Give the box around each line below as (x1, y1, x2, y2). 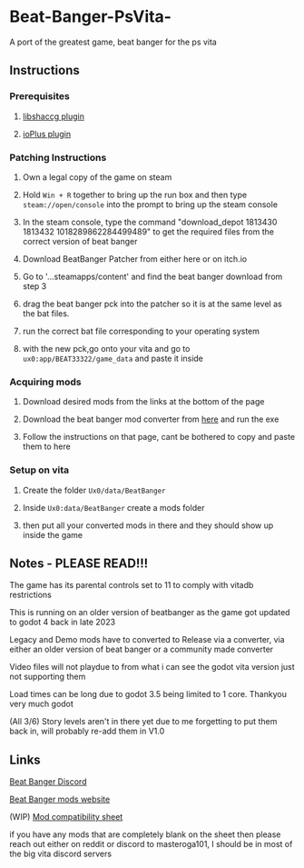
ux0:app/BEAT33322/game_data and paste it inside (22, 353, 204, 364)
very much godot (9, 698, 74, 710)
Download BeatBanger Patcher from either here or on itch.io (22, 253, 248, 264)
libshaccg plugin (22, 111, 84, 122)
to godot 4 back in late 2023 (9, 616, 116, 628)
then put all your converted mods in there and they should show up (22, 520, 274, 531)
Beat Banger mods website (9, 793, 111, 805)
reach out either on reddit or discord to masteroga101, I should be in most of (9, 839, 293, 850)
